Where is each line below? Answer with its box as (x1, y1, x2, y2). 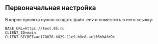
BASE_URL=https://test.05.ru (5, 26, 65, 31)
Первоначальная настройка (5, 4, 96, 12)
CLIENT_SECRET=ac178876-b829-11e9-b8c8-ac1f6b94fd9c (5, 34, 115, 39)
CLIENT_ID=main (5, 30, 36, 35)
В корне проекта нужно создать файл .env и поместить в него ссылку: (5, 16, 154, 22)
